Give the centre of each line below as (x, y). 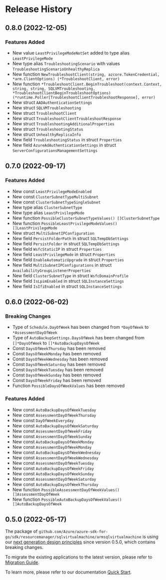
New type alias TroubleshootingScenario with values (66, 63)
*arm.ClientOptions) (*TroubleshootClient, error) (66, 79)
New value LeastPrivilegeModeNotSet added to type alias (71, 53)
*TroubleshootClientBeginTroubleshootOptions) (62, 93)
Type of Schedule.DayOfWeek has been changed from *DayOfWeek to (81, 327)
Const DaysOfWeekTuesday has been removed (58, 370)
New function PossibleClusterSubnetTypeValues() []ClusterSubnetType (86, 218)
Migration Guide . (22, 562)
